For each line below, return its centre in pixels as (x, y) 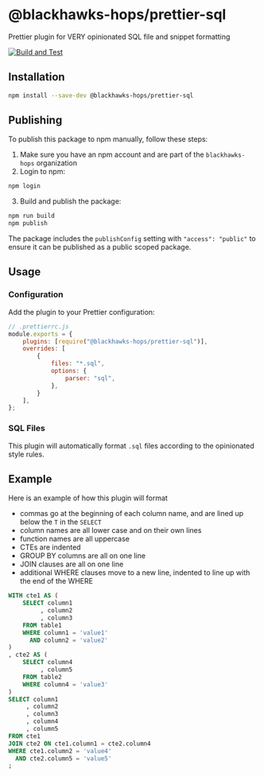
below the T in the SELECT (60, 522)
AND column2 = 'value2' (69, 640)
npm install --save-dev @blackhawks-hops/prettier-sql (101, 95)
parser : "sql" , (90, 378)
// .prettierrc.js (39, 326)
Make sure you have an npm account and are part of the (112, 155)
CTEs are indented (50, 547)
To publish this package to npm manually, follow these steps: (108, 139)
